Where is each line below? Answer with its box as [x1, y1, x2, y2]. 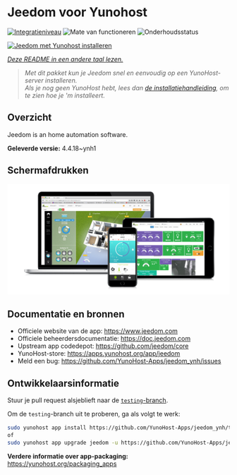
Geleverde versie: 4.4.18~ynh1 [7, 144, 97, 152]
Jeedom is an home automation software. [7, 130, 128, 138]
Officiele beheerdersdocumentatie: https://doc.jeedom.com [17, 335, 191, 343]
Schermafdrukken [7, 164, 89, 176]
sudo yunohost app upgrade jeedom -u [7, 439, 119, 446]
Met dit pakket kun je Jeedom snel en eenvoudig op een [24, 68, 188, 77]
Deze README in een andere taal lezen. [7, 54, 123, 64]
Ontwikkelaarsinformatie [7, 377, 120, 389]
